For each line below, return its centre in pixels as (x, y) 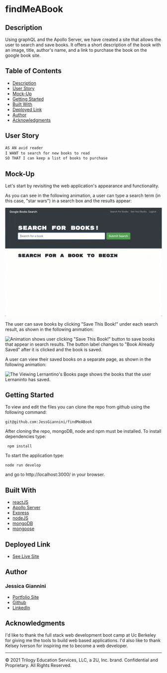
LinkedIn (21, 607)
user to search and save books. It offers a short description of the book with (83, 45)
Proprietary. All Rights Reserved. (38, 666)
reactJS (20, 502)
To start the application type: (35, 456)
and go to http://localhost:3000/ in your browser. (55, 475)
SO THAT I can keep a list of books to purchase (56, 158)
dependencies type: (26, 436)
